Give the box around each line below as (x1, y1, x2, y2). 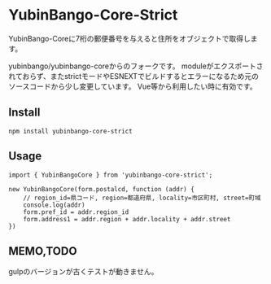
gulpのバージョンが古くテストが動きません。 (8, 267, 159, 277)
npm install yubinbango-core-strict (8, 127, 133, 135)
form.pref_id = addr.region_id (23, 208, 129, 216)
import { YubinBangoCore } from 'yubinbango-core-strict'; (8, 171, 213, 179)
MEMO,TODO (8, 244, 77, 258)
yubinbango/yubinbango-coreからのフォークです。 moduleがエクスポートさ (8, 61, 264, 71)
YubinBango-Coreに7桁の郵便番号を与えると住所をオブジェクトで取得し (8, 33, 251, 43)
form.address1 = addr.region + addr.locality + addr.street (23, 215, 231, 223)
